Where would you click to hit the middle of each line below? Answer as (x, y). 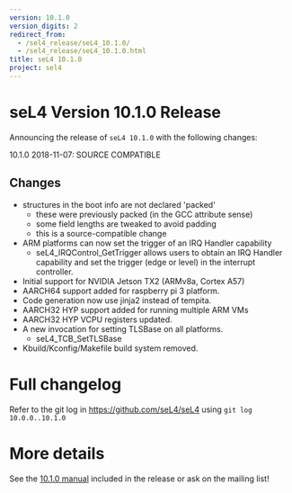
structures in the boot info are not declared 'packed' (119, 204)
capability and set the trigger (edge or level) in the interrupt (146, 262)
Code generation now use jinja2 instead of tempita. (117, 300)
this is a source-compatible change (101, 233)
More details (57, 453)
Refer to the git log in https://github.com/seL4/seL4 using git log (131, 409)
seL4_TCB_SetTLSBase (79, 338)
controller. (54, 272)
